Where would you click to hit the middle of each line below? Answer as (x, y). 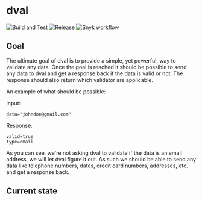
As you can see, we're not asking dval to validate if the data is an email (94, 153)
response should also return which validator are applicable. (80, 80)
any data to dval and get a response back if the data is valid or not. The (95, 73)
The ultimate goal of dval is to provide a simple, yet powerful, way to (91, 60)
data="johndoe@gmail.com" (39, 114)
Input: (14, 103)
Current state (32, 191)
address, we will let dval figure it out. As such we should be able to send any (101, 159)
